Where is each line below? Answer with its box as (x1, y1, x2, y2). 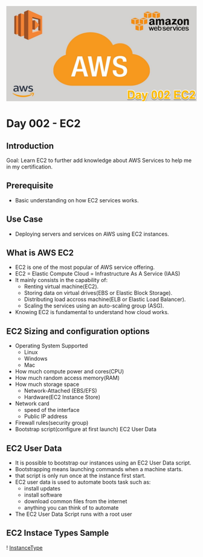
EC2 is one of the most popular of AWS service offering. (14, 263, 155, 271)
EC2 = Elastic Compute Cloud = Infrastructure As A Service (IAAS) (14, 270, 181, 277)
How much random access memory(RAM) (14, 375, 120, 382)
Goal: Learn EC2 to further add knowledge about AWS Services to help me (6, 157, 192, 164)
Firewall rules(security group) (14, 419, 89, 427)
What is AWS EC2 (6, 248, 74, 258)
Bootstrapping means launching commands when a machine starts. (14, 466, 183, 473)
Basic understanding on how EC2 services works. (14, 196, 139, 204)
